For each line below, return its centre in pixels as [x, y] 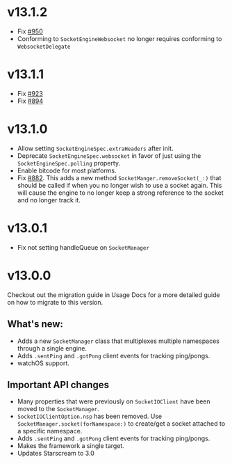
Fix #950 [30, 31]
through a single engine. [52, 348]
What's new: [35, 324]
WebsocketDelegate [44, 47]
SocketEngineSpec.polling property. [68, 163]
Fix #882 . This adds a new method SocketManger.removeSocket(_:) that [119, 177]
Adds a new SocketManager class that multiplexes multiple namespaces [118, 341]
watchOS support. [43, 363]
